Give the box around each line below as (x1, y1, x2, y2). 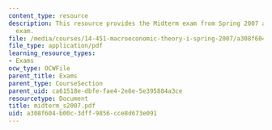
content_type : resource (8, 11, 89, 20)
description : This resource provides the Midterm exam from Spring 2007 (8, 19, 259, 27)
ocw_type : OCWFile (8, 65, 70, 73)
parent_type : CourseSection (8, 79, 104, 87)
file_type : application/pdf (8, 42, 104, 50)
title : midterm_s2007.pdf (8, 102, 96, 110)
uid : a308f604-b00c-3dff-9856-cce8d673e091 (8, 110, 158, 118)
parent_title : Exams (8, 72, 79, 80)
